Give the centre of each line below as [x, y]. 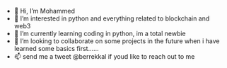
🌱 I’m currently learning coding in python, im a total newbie [100, 33]
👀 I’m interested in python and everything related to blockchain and [112, 18]
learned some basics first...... [56, 49]
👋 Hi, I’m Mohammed [45, 11]
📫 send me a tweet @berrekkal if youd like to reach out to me [104, 56]
